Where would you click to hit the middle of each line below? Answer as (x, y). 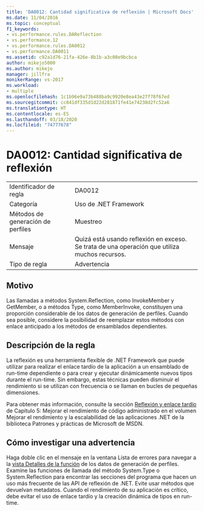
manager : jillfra (28, 74)
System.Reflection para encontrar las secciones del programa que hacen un (101, 477)
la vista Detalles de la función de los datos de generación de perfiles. (93, 464)
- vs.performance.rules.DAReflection (54, 35)
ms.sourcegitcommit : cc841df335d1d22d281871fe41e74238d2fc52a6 (88, 102)
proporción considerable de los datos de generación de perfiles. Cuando (97, 313)
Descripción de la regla (51, 345)
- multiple (20, 91)
